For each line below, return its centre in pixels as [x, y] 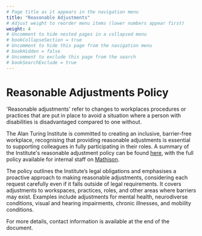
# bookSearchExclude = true [42, 62]
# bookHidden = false [33, 51]
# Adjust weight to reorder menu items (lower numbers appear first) [96, 23]
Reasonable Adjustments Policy [87, 92]
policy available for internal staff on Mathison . [63, 159]
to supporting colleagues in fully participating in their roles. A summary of [98, 146]
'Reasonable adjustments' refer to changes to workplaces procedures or [96, 109]
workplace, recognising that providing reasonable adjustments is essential [99, 140]
